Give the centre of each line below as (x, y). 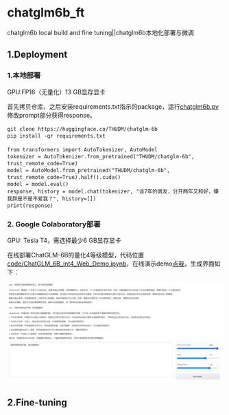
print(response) (30, 205)
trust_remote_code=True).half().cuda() (64, 177)
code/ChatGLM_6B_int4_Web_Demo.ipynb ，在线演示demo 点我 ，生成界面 (111, 264)
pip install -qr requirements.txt (57, 136)
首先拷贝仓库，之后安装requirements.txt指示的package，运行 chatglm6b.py (113, 106)
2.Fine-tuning (37, 402)
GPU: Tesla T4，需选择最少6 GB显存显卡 (64, 240)
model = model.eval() (38, 184)
